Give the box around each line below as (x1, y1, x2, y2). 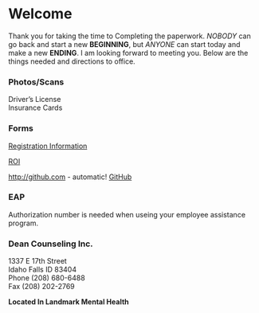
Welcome (8, 5, 73, 23)
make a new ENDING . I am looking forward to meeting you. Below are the (8, 48, 249, 57)
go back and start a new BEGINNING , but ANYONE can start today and (8, 39, 241, 49)
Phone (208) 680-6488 (8, 273, 85, 283)
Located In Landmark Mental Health (8, 297, 129, 307)
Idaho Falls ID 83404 (8, 264, 77, 275)
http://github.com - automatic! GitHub (8, 172, 132, 182)
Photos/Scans (8, 76, 65, 88)
